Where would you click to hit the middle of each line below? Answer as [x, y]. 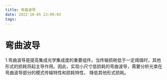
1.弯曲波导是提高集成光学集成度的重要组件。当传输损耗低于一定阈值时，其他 [83, 60]
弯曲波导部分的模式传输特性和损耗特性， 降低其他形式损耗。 [67, 72]
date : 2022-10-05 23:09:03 [33, 14]
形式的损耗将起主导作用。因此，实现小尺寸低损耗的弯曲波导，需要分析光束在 [84, 66]
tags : [11, 19]
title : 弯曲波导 [20, 10]
